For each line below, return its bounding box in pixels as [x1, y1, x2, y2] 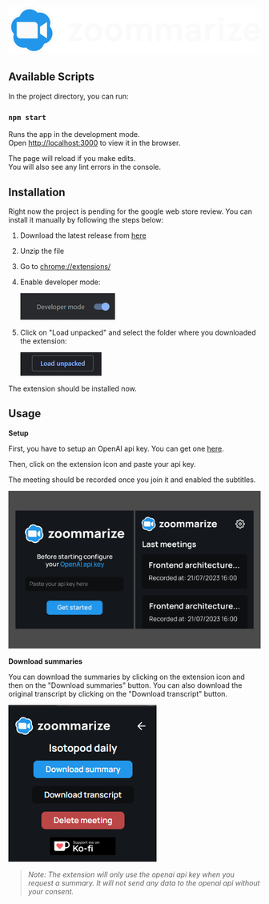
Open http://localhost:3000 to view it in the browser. [8, 139, 181, 148]
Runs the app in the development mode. [8, 130, 140, 139]
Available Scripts [8, 70, 94, 84]
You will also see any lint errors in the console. [8, 163, 162, 172]
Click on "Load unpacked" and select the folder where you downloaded [19, 327, 256, 337]
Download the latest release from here [19, 231, 147, 240]
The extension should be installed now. [8, 384, 138, 393]
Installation [8, 185, 66, 199]
